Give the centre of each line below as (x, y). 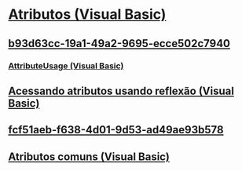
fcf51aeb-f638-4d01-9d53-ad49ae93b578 (116, 130)
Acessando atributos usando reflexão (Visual (121, 91)
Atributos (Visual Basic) (87, 15)
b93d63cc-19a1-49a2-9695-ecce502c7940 (119, 44)
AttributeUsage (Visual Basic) (66, 66)
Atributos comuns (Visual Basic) (89, 156)
